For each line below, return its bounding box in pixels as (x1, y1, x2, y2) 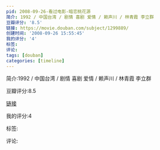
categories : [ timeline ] (6, 58, 65, 64)
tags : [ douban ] (6, 52, 44, 58)
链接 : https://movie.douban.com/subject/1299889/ (6, 25, 129, 31)
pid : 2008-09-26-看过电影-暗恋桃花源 (6, 8, 91, 15)
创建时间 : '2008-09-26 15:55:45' (6, 31, 85, 36)
